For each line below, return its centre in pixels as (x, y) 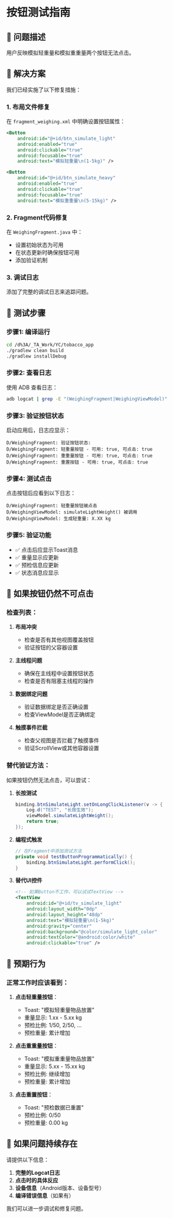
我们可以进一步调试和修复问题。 (46, 1208)
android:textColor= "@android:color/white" (81, 937)
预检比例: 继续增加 (47, 1073)
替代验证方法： (28, 765)
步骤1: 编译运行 (28, 332)
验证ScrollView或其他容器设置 (62, 748)
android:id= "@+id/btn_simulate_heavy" (66, 178)
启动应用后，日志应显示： (38, 430)
